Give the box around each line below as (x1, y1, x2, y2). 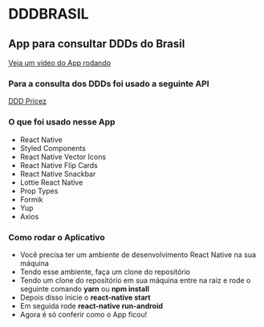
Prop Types (19, 186, 59, 195)
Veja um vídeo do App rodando (8, 58, 111, 67)
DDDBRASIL (8, 5, 90, 23)
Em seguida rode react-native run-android (19, 300, 163, 310)
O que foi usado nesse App (8, 116, 116, 128)
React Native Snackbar (19, 169, 96, 178)
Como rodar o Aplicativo (8, 231, 106, 243)
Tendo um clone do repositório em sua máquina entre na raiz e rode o (19, 275, 251, 285)
